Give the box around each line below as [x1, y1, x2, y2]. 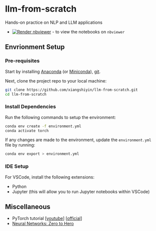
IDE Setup [5, 163, 29, 170]
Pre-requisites [5, 57, 40, 64]
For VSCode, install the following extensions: [5, 174, 95, 180]
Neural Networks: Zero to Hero [12, 221, 74, 227]
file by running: [5, 142, 35, 148]
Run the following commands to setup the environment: [5, 114, 116, 120]
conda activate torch [5, 128, 49, 133]
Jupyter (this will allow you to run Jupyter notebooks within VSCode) [12, 188, 150, 195]
